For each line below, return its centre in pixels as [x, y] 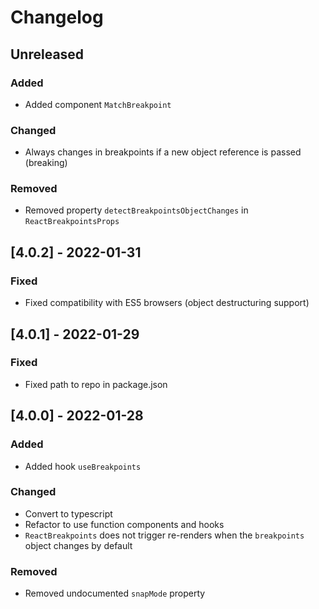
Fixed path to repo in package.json [96, 384]
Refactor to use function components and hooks [124, 524]
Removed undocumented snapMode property [115, 593]
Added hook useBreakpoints [83, 466]
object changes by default [78, 545]
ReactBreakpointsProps [72, 222]
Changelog [57, 17]
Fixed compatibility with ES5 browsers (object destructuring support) [167, 303]
